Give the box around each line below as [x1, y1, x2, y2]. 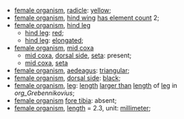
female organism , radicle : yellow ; [14, 6, 112, 14]
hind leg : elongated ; [24, 36, 84, 45]
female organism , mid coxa [14, 44, 94, 52]
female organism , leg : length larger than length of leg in [14, 81, 178, 89]
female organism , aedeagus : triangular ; [14, 67, 130, 74]
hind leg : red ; [24, 28, 64, 37]
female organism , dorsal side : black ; [14, 74, 121, 82]
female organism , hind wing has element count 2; [14, 13, 160, 22]
